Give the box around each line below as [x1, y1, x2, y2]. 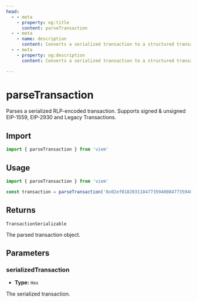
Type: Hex [14, 279, 39, 286]
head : [6, 8, 19, 15]
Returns [6, 205, 36, 215]
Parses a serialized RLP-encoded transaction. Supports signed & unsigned [6, 108, 186, 115]
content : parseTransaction [21, 25, 88, 31]
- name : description [16, 36, 67, 42]
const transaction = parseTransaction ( [6, 189, 104, 194]
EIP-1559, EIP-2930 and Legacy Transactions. [6, 114, 117, 121]
